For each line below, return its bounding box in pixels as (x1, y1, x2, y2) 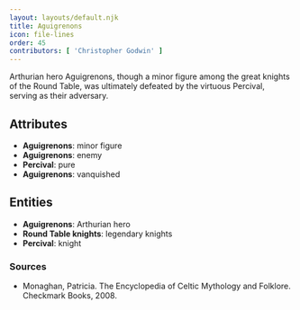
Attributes (9, 116, 68, 131)
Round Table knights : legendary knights (22, 228, 173, 239)
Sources (9, 260, 47, 272)
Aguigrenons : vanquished (22, 168, 121, 180)
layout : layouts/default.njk (9, 13, 119, 22)
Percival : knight (22, 237, 82, 248)
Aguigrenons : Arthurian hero (22, 218, 131, 229)
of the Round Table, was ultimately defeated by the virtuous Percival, (9, 81, 266, 92)
